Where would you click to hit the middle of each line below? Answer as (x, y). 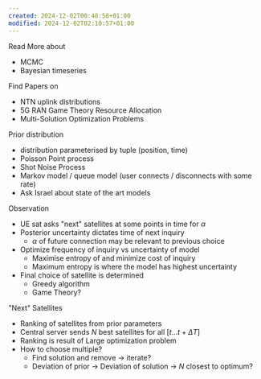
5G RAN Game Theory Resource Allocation (91, 110)
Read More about (37, 46)
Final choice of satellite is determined (82, 275)
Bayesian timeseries (53, 70)
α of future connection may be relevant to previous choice (128, 241)
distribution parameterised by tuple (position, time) (104, 150)
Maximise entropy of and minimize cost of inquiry (114, 257)
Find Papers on (33, 86)
